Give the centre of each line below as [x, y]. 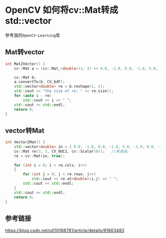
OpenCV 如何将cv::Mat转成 [62, 10]
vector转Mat [25, 130]
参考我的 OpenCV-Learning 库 [33, 35]
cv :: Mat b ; [25, 77]
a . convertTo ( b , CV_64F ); [40, 82]
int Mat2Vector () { [25, 64]
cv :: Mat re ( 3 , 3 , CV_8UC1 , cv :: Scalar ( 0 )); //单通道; [72, 151]
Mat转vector [25, 52]
